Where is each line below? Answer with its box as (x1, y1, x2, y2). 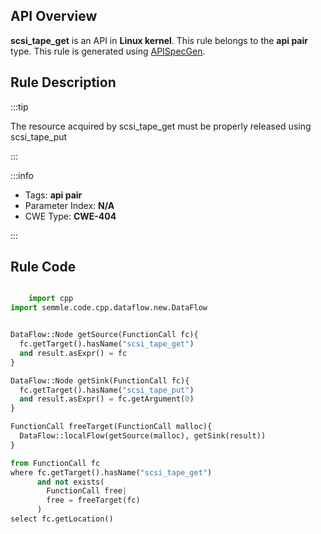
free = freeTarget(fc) (46, 495, 141, 506)
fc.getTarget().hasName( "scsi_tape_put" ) (19, 385, 195, 395)
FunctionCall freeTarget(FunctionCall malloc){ (10, 422, 213, 432)
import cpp (28, 294, 74, 304)
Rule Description (10, 74, 117, 91)
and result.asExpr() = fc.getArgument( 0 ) (19, 394, 195, 404)
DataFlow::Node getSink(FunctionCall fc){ (10, 375, 190, 386)
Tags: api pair (24, 189, 83, 201)
